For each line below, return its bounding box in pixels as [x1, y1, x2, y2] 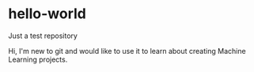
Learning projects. [8, 55, 68, 64]
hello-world [8, 5, 87, 23]
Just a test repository [8, 31, 78, 40]
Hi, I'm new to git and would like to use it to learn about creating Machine [8, 46, 247, 55]
